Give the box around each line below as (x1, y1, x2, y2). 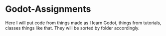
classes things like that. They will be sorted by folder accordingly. (5, 25, 140, 31)
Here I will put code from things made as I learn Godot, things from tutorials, (5, 20, 162, 26)
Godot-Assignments (5, 3, 91, 15)
